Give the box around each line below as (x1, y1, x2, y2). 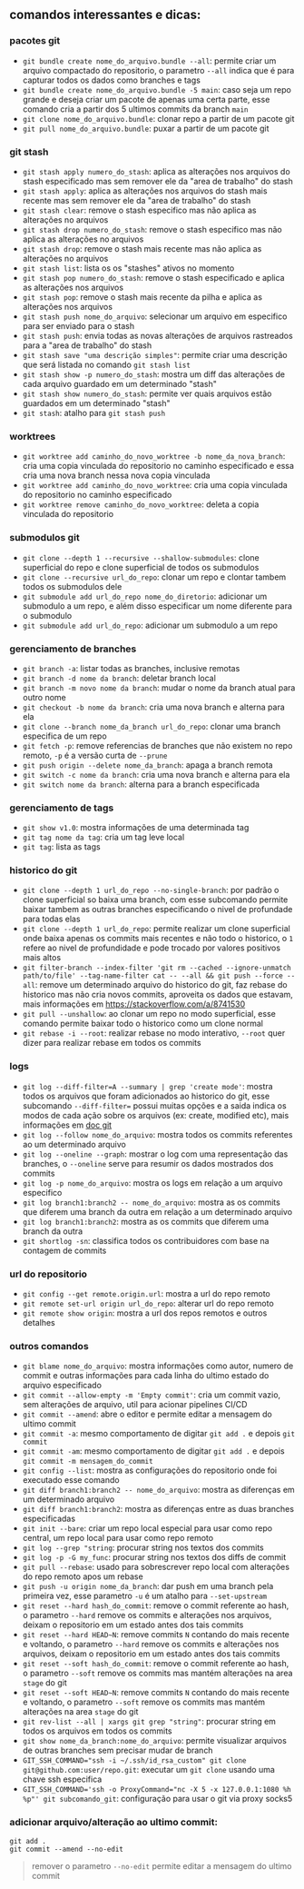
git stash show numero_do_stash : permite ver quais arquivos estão (22, 388, 272, 399)
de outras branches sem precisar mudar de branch (22, 1745, 213, 1756)
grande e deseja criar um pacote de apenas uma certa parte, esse (22, 94, 270, 104)
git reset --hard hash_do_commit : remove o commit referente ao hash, (22, 1600, 289, 1611)
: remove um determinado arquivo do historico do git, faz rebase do (34, 979, 288, 990)
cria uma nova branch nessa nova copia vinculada (22, 470, 211, 481)
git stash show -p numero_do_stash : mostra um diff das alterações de (22, 368, 286, 380)
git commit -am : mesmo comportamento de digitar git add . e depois (22, 1446, 285, 1457)
